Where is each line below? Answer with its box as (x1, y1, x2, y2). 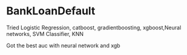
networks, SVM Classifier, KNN (6, 30, 84, 37)
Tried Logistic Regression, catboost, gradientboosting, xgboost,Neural (6, 24, 182, 31)
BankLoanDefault (6, 4, 96, 18)
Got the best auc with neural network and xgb (6, 42, 120, 49)
